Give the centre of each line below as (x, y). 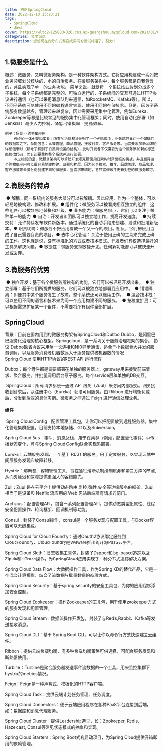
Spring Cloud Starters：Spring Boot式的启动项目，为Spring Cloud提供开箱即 (81, 737)
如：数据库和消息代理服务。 (33, 711)
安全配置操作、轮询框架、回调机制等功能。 (48, 510)
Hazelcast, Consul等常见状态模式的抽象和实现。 (53, 727)
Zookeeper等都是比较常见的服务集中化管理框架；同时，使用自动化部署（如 (80, 117)
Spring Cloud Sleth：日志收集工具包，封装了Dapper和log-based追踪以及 (78, 553)
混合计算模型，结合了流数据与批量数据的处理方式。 (60, 575)
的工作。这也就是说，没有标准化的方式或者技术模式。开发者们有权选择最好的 (81, 241)
